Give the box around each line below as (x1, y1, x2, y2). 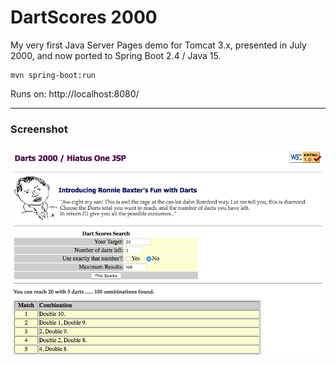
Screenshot (10, 122, 68, 136)
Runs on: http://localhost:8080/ (10, 87, 140, 100)
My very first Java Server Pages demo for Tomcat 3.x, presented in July (10, 39, 307, 51)
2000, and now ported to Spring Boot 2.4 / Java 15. (10, 49, 222, 61)
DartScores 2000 (10, 6, 158, 29)
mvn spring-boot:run (10, 70, 97, 80)
